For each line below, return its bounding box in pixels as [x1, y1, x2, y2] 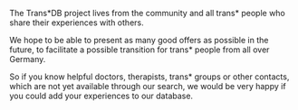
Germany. [9, 54, 46, 64]
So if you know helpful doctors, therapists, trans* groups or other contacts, [9, 71, 290, 82]
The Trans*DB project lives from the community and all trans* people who [9, 8, 285, 18]
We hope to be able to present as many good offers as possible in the [9, 35, 269, 45]
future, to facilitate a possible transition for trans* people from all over [9, 44, 270, 55]
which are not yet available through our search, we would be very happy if [9, 81, 287, 91]
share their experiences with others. [9, 17, 144, 28]
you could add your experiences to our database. [9, 90, 193, 101]
